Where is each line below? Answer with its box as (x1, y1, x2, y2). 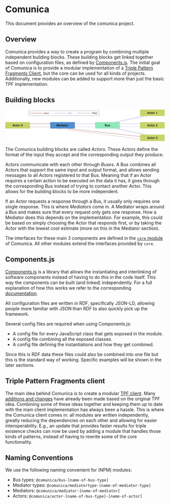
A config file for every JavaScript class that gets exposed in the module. (12, 330, 163, 336)
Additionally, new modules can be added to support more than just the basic (5, 75, 164, 82)
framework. (5, 311, 29, 317)
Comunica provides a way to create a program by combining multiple (5, 48, 149, 54)
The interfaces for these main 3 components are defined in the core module (5, 235, 163, 241)
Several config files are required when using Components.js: (5, 321, 132, 327)
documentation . (5, 290, 38, 296)
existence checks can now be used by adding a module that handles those (5, 428, 161, 434)
